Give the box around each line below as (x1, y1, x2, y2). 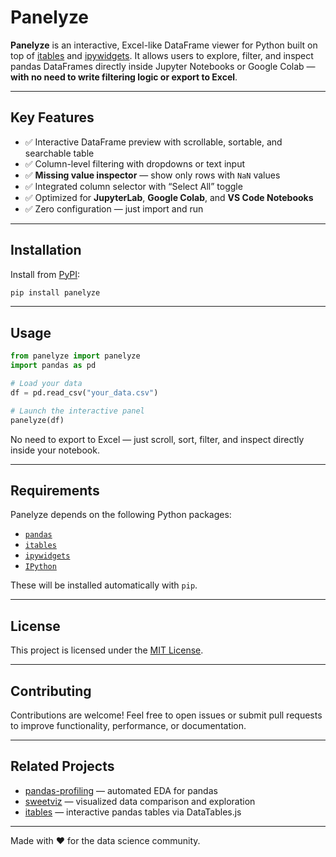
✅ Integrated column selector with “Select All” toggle (24, 180, 243, 192)
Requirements (10, 482, 100, 499)
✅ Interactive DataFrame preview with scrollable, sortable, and (24, 136, 283, 148)
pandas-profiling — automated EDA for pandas (24, 784, 218, 796)
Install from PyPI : (10, 268, 81, 280)
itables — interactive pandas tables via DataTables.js (24, 806, 242, 818)
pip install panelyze (10, 287, 101, 298)
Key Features (10, 109, 95, 126)
